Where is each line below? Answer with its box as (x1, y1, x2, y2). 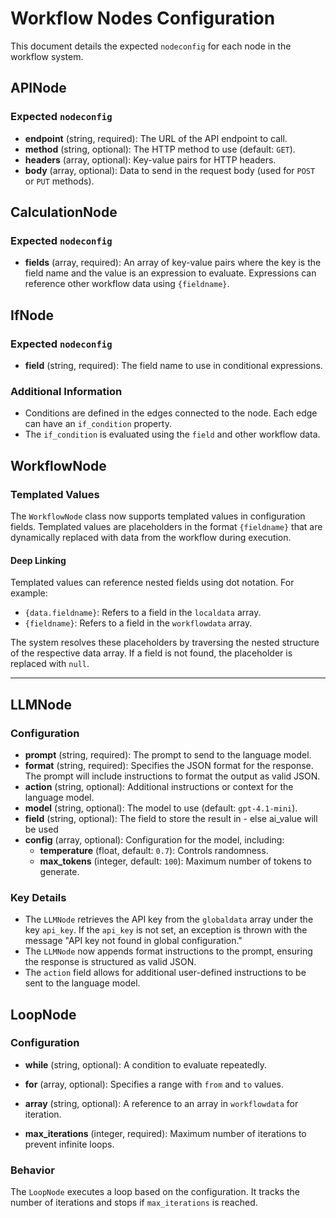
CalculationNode (10, 204, 118, 221)
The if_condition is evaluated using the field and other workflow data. (24, 428, 321, 441)
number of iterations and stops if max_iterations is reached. (10, 1197, 258, 1209)
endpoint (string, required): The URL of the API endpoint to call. (24, 132, 288, 144)
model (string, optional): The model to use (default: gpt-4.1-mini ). (24, 802, 298, 814)
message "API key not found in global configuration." (24, 935, 243, 947)
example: (10, 587, 48, 599)
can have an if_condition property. (24, 418, 172, 430)
